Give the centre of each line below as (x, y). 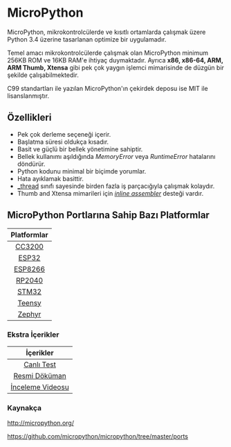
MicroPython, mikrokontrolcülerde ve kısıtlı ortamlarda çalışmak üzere (107, 32)
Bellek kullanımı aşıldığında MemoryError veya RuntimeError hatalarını (116, 156)
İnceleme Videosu (40, 387)
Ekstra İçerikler (33, 335)
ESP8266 (29, 269)
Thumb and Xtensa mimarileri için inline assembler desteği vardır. (110, 193)
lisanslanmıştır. (28, 96)
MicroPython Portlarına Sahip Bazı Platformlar (108, 216)
